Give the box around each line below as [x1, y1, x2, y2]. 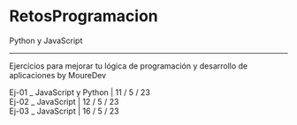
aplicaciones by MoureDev [9, 70, 107, 80]
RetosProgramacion [9, 6, 159, 26]
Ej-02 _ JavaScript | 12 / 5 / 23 [9, 96, 119, 107]
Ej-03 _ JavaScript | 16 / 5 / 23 [9, 106, 119, 116]
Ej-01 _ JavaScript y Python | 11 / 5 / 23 [9, 86, 150, 98]
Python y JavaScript [9, 35, 83, 46]
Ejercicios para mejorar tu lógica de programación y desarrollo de [9, 60, 248, 71]
